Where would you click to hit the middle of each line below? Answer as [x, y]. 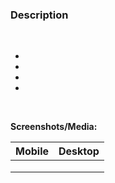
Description [39, 15]
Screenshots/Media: [54, 127]
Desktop [79, 151]
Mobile [32, 151]
